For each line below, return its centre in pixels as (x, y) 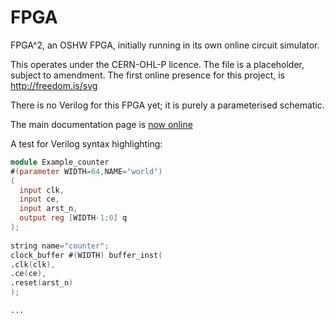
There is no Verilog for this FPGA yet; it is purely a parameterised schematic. (167, 105)
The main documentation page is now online (101, 124)
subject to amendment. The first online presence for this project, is (147, 75)
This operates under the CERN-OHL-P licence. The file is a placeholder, (157, 64)
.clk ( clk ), (33, 264)
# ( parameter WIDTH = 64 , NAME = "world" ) (86, 171)
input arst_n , (48, 209)
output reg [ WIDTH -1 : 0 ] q (73, 218)
